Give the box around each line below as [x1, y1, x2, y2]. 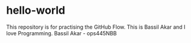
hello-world [6, 4, 66, 17]
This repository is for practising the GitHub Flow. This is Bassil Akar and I [6, 23, 186, 30]
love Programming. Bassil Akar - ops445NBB [6, 29, 117, 36]
